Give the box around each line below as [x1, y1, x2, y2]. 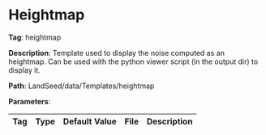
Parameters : [8, 96, 51, 106]
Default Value [62, 116, 118, 127]
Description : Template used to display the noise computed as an [8, 48, 225, 57]
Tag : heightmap [8, 32, 62, 42]
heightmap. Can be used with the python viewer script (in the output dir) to [8, 57, 259, 66]
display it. [8, 65, 41, 74]
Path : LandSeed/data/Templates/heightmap [8, 81, 155, 91]
